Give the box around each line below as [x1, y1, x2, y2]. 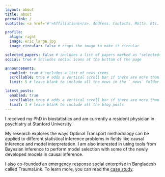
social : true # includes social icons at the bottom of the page [5, 57, 141, 62]
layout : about [5, 7, 34, 12]
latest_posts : [5, 88, 34, 93]
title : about [5, 12, 32, 17]
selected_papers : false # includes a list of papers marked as [5, 52, 137, 57]
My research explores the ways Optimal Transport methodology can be [5, 130, 149, 136]
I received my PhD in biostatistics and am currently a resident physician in [5, 116, 155, 121]
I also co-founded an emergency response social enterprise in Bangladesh [5, 161, 156, 167]
